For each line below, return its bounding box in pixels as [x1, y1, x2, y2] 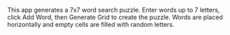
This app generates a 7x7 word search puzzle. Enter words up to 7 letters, [7, 6, 220, 14]
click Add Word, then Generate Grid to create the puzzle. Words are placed [7, 13, 224, 21]
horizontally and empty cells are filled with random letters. [7, 21, 175, 28]
